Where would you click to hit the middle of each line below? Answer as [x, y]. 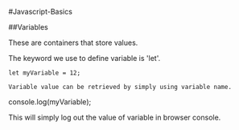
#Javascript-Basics [40, 12]
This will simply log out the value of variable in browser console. [115, 117]
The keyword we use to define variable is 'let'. [84, 58]
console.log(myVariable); [50, 102]
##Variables [28, 27]
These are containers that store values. [73, 43]
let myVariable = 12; [45, 73]
